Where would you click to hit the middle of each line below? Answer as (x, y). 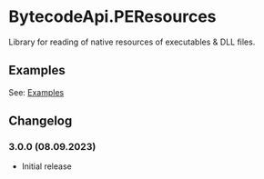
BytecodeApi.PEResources (112, 17)
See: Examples (36, 92)
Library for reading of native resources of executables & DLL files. (132, 42)
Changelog (41, 121)
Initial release (46, 166)
